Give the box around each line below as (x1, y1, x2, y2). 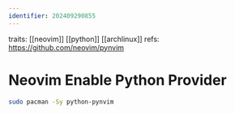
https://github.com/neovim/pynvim (8, 42, 124, 53)
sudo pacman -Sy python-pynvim (8, 98, 114, 106)
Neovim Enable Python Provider (8, 70, 227, 89)
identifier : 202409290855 (8, 11, 96, 20)
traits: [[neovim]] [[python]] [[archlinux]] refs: (8, 34, 160, 44)
